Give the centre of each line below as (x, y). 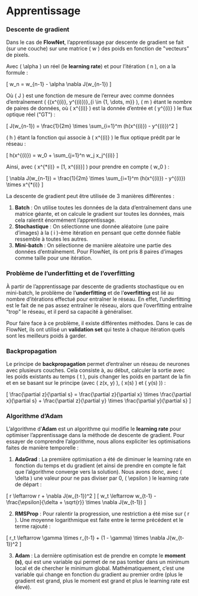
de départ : (28, 485)
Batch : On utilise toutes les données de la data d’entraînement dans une (103, 208)
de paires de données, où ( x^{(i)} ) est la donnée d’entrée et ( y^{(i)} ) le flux (99, 109)
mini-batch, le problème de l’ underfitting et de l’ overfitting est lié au (90, 292)
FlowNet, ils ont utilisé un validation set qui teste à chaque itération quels (95, 329)
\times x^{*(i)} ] (25, 184)
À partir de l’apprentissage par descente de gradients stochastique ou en (95, 286)
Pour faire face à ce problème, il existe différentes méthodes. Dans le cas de (99, 323)
